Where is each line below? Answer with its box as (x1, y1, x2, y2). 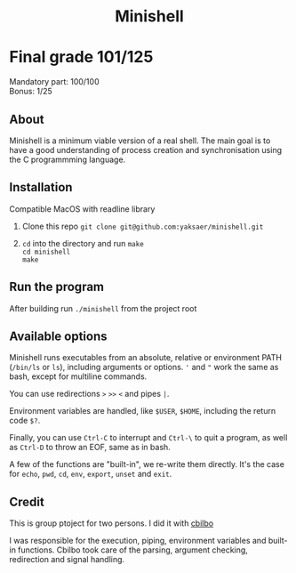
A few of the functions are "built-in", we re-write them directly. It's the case (9, 459, 284, 470)
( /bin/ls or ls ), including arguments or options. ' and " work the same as (9, 362, 279, 373)
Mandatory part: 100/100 (9, 77, 100, 87)
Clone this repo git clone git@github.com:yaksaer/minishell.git (21, 221, 264, 231)
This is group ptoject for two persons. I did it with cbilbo (9, 518, 214, 529)
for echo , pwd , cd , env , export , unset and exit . (9, 469, 172, 480)
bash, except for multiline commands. (9, 371, 148, 382)
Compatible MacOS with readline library (9, 203, 156, 214)
